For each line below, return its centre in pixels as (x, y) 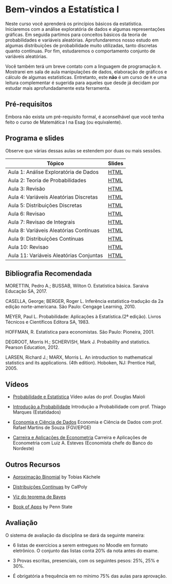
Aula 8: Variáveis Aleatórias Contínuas (54, 230)
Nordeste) (23, 449)
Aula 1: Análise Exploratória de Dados (53, 172)
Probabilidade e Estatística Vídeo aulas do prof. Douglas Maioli (79, 397)
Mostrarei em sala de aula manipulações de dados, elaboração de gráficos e (86, 72)
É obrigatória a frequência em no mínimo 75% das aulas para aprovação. (90, 576)
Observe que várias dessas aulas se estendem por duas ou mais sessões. (83, 150)
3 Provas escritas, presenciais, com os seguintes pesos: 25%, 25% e (86, 560)
